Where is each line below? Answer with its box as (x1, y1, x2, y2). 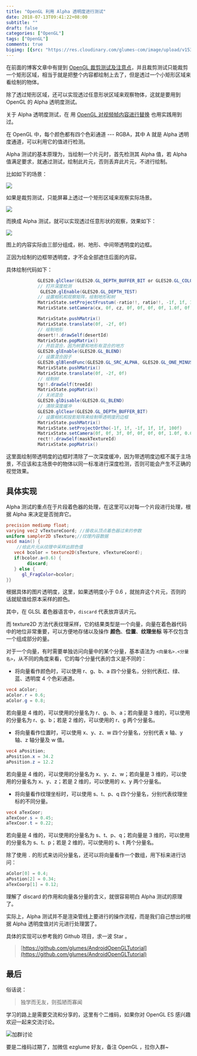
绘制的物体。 (11, 78, 42, 85)
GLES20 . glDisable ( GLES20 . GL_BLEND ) (37, 398, 125, 404)
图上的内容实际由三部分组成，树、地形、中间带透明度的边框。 (6, 241, 155, 248)
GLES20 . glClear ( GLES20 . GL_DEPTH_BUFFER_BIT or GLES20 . (37, 278, 175, 284)
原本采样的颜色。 (31, 595, 73, 603)
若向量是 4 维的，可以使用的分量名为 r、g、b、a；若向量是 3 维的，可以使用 (6, 709, 191, 717)
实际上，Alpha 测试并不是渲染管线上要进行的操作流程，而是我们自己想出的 (6, 912, 186, 920)
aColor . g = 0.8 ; (6, 698, 46, 704)
